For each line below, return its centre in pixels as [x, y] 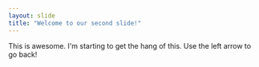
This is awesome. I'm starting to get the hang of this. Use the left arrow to [129, 45]
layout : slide [32, 16]
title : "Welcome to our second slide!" [75, 23]
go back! [23, 54]
